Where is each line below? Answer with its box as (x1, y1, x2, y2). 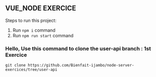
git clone (5, 63, 26, 68)
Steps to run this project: (5, 17, 57, 23)
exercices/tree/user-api (5, 67, 58, 72)
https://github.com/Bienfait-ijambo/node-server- (27, 63, 135, 68)
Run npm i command (12, 27, 56, 33)
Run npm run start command (12, 32, 74, 38)
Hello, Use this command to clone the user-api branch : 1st (5, 45, 151, 52)
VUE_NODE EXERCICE (5, 4, 77, 13)
